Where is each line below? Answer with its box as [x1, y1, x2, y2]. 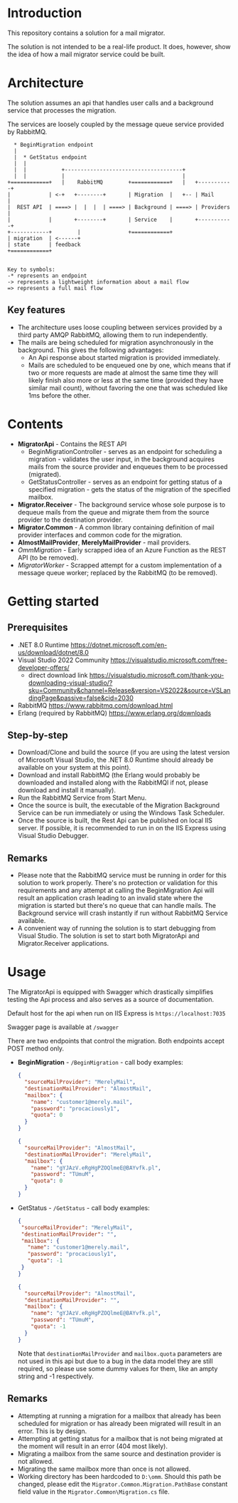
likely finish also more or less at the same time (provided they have [28, 376, 224, 384]
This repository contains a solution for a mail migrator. [7, 29, 166, 37]
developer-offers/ [17, 663, 70, 671]
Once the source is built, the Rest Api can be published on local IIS [17, 816, 213, 825]
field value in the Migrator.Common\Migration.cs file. [17, 1487, 170, 1496]
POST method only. [7, 1044, 65, 1053]
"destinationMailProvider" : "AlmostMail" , [24, 1085, 152, 1092]
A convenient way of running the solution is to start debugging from [17, 924, 217, 933]
